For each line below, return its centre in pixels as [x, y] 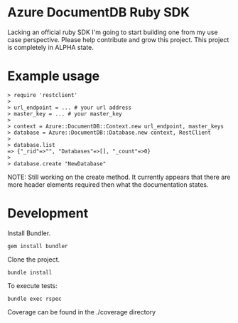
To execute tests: [33, 285]
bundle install [30, 272]
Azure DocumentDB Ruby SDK [99, 12]
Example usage [54, 76]
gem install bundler [38, 246]
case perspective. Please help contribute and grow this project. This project [118, 39]
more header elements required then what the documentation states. [108, 184]
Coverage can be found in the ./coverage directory [82, 312]
